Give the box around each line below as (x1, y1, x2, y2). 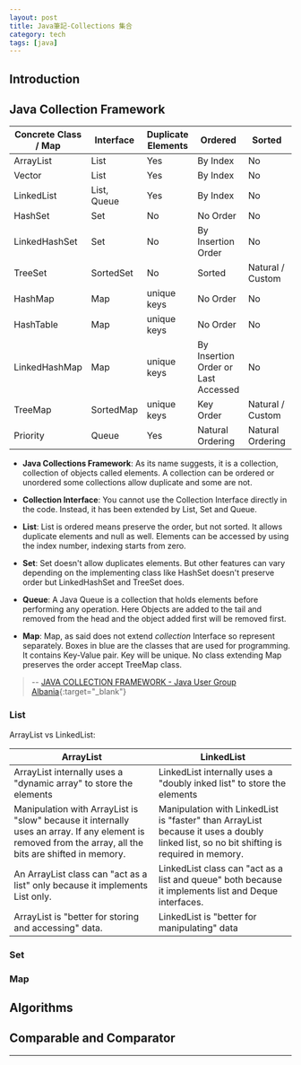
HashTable (13, 319, 58, 331)
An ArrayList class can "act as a (13, 868, 148, 880)
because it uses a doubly (158, 825, 264, 837)
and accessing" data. (13, 921, 103, 934)
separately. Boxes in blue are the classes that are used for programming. (21, 641, 291, 651)
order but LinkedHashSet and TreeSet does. (21, 577, 185, 588)
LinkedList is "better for (158, 910, 257, 922)
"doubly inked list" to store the (158, 777, 287, 790)
